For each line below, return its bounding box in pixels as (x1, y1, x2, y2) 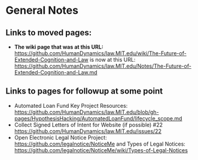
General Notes (5, 4, 79, 17)
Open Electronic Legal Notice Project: (14, 134, 107, 141)
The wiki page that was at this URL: (14, 43, 104, 50)
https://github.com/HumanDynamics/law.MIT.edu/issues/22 (14, 127, 162, 135)
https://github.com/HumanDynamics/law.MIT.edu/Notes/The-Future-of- (14, 62, 192, 70)
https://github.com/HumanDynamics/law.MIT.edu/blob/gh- (14, 108, 159, 116)
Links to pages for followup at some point (5, 86, 163, 96)
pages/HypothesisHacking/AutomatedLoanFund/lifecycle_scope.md (14, 114, 182, 122)
